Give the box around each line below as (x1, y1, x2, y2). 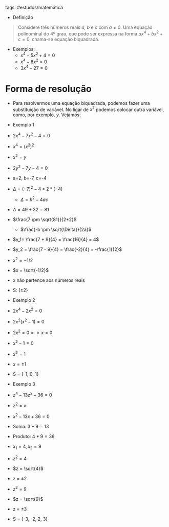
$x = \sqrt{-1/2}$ (12, 267, 49, 273)
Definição (12, 14, 33, 20)
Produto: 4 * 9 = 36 (12, 433, 55, 440)
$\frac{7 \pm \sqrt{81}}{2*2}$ (12, 216, 77, 223)
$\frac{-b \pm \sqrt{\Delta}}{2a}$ (20, 226, 92, 233)
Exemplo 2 (12, 297, 35, 303)
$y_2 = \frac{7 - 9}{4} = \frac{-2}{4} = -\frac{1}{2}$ (12, 246, 122, 252)
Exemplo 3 (12, 381, 35, 387)
